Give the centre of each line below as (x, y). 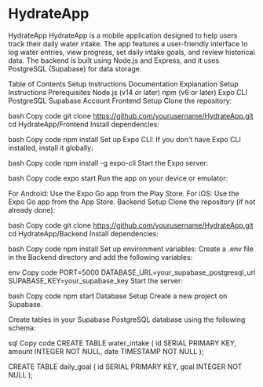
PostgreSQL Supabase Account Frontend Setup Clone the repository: (120, 100)
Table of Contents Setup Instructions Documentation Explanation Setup (123, 84)
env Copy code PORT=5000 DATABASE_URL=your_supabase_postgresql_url (132, 272)
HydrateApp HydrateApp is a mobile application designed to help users (123, 35)
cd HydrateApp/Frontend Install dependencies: (84, 124)
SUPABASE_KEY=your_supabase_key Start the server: (95, 280)
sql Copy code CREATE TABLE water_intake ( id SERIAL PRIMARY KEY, (122, 343)
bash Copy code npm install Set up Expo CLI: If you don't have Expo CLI (125, 139)
